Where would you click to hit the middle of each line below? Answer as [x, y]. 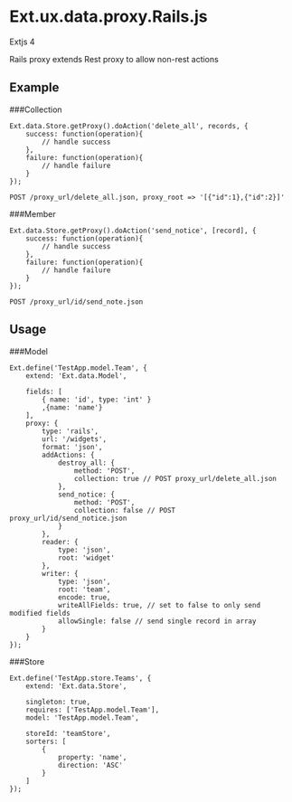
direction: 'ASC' [90, 765]
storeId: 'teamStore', [68, 733]
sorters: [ [46, 741]
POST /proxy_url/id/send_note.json [76, 302]
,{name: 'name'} [72, 407]
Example [34, 88]
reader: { [60, 542]
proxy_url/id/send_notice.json [68, 518]
